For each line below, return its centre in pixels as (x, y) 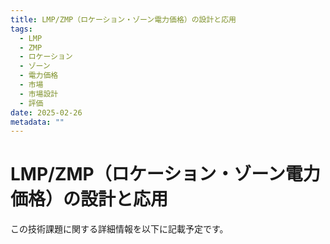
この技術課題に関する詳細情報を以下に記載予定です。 (119, 229)
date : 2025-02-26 (46, 112)
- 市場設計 (39, 94)
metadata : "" (37, 122)
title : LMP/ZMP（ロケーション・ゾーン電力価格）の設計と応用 (123, 19)
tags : (21, 29)
